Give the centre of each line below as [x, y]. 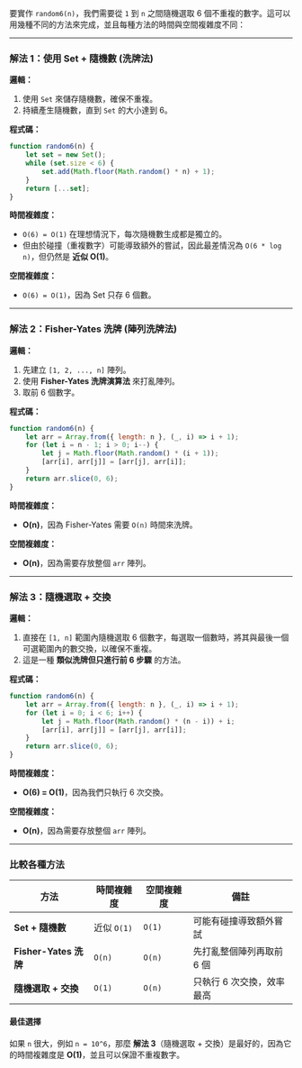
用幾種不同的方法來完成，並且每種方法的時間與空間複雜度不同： [127, 24]
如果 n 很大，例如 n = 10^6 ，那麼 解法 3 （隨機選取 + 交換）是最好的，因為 [147, 1043]
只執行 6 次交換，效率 [239, 982]
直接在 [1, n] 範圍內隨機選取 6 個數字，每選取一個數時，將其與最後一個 [155, 637]
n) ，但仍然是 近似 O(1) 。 [68, 257]
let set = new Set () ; [66, 155]
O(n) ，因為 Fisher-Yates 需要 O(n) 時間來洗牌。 [110, 525]
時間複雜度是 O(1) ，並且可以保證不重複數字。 [101, 1054]
